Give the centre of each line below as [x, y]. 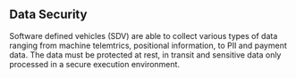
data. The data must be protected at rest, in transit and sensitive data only [145, 55]
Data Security [48, 15]
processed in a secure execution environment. [95, 64]
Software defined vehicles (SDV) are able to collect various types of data [144, 35]
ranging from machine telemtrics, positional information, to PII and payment [148, 45]
